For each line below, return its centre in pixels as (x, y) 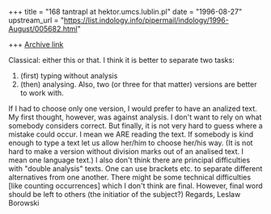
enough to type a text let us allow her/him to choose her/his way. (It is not (131, 143)
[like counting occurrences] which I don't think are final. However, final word (135, 186)
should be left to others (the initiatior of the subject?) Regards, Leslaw (125, 194)
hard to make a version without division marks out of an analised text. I (126, 151)
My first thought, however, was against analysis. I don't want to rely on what (135, 117)
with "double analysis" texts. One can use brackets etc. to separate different (135, 168)
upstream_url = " (36, 20)
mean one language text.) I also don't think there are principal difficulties (129, 160)
